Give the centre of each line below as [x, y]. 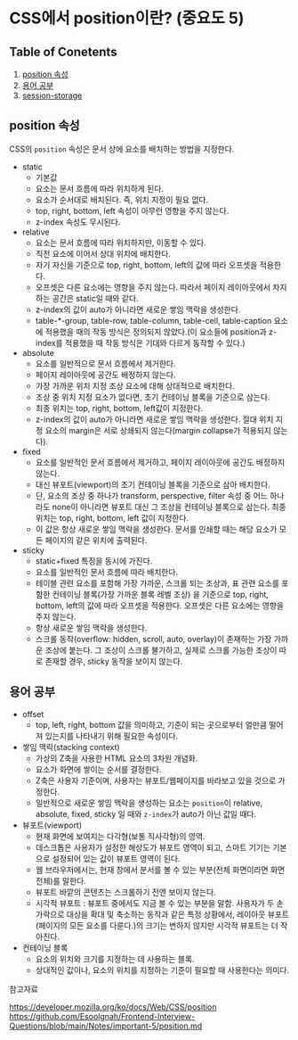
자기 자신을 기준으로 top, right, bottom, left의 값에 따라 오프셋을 [146, 265]
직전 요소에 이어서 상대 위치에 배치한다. [103, 253]
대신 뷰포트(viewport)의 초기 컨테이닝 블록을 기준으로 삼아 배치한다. [153, 484]
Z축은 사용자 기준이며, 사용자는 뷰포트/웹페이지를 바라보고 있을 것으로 [156, 780]
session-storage [52, 95]
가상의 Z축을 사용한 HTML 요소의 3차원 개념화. [117, 758]
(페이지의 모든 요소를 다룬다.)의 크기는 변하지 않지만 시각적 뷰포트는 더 [157, 925]
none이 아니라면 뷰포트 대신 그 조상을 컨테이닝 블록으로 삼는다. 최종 [169, 507]
